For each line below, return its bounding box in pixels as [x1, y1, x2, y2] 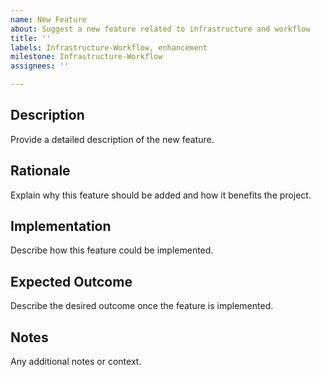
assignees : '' [10, 61, 70, 71]
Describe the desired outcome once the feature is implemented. [10, 300, 274, 312]
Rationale [10, 162, 71, 180]
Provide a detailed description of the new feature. [10, 133, 215, 145]
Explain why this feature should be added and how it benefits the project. [10, 189, 312, 201]
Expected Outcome [10, 273, 133, 290]
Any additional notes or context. [10, 356, 142, 368]
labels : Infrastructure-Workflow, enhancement [10, 42, 208, 53]
